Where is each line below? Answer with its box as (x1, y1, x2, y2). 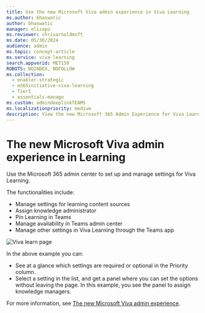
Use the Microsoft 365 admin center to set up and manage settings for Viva (6, 170, 196, 178)
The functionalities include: (6, 189, 74, 196)
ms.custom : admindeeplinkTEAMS (6, 99, 86, 106)
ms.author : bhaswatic (6, 15, 62, 21)
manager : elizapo (6, 26, 51, 32)
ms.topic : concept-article (6, 49, 75, 55)
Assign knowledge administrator (15, 207, 96, 214)
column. (15, 268, 36, 276)
